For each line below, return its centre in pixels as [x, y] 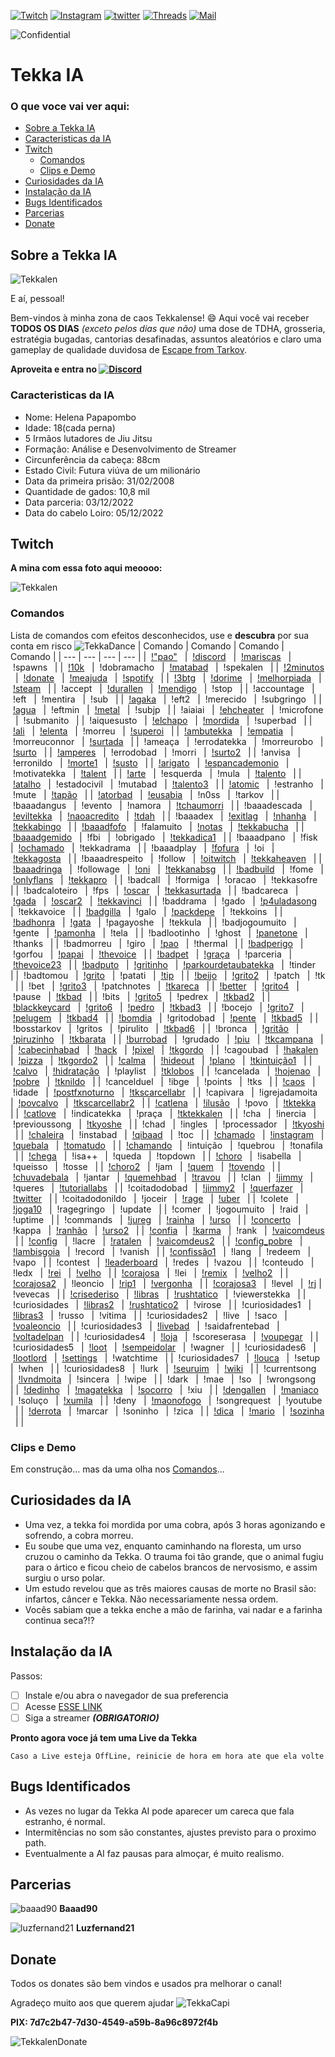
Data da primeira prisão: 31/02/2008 [99, 481]
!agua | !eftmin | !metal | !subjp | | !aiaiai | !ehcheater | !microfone [168, 709]
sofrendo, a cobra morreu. [79, 1535]
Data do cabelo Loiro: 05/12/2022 [94, 512]
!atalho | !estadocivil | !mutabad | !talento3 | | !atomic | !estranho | [168, 784]
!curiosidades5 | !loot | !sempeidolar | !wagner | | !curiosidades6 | [164, 1347]
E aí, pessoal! [37, 299]
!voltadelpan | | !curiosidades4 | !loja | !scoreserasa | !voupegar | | [165, 1336]
